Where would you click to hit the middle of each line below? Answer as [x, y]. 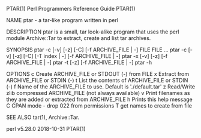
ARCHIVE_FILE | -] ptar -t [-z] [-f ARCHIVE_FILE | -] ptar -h [79, 62]
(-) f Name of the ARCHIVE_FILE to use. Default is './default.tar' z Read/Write [101, 87]
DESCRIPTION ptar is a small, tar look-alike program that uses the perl [93, 32]
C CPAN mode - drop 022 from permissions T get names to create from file [99, 106]
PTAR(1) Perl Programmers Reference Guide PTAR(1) [71, 9]
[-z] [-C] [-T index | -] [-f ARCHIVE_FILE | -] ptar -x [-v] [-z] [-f [90, 56]
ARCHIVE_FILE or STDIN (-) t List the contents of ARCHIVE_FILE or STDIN [97, 80]
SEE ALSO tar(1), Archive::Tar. [43, 117]
